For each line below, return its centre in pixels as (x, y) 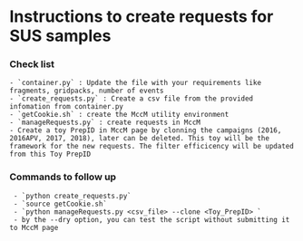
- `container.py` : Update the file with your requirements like (135, 83)
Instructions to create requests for (142, 17)
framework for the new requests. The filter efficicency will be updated (152, 147)
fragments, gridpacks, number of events (87, 91)
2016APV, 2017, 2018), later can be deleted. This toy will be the (140, 139)
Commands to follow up (63, 177)
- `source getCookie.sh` (60, 204)
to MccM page (34, 227)
